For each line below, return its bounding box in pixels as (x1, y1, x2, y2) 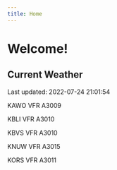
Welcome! (7, 40, 68, 56)
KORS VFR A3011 (7, 156, 56, 164)
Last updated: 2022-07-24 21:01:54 (7, 87, 111, 96)
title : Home (7, 10, 42, 18)
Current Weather (7, 68, 83, 81)
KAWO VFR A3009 (7, 101, 62, 109)
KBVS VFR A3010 (7, 128, 58, 137)
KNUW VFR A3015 (7, 142, 61, 150)
